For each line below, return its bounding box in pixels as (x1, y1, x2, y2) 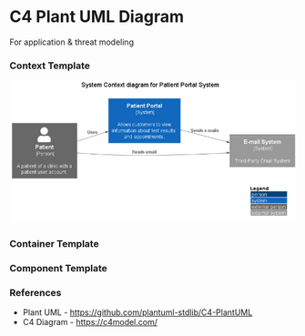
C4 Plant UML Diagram (9, 6, 185, 27)
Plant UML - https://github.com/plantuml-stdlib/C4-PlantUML (22, 307, 253, 318)
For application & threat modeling (9, 36, 135, 47)
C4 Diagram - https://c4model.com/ (22, 317, 158, 328)
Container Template (9, 238, 99, 250)
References (9, 287, 62, 300)
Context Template (9, 59, 91, 72)
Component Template (9, 262, 107, 275)
